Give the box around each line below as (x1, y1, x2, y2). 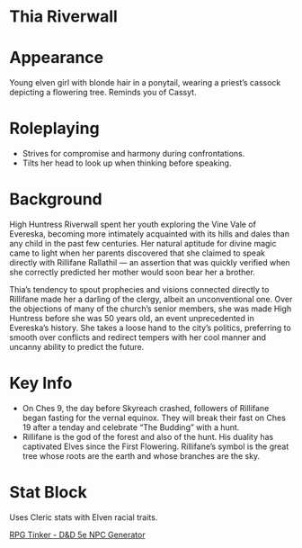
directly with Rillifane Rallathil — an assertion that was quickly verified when (9, 257, 290, 267)
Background (9, 189, 102, 210)
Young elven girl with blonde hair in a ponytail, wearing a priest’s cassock (9, 77, 281, 88)
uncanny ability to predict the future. (9, 342, 145, 352)
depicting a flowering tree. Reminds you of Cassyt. (9, 87, 197, 98)
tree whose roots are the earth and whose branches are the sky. (22, 450, 261, 461)
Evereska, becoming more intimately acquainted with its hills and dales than (9, 229, 290, 239)
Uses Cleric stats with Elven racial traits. (9, 511, 158, 523)
